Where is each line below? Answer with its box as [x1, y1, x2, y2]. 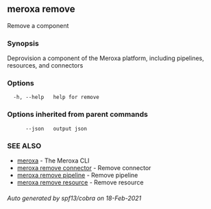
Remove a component [7, 21, 69, 29]
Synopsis [7, 38, 39, 48]
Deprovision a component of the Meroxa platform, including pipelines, [7, 54, 204, 62]
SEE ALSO [7, 141, 42, 150]
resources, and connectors [7, 61, 84, 70]
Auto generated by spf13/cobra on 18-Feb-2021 [7, 194, 142, 202]
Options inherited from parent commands [7, 110, 149, 120]
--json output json [25, 125, 88, 132]
